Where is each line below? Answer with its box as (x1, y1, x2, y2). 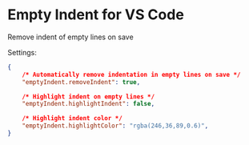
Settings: (7, 47, 37, 57)
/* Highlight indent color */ (22, 115, 123, 123)
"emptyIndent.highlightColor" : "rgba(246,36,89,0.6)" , (22, 122, 209, 130)
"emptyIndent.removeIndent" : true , (22, 78, 141, 86)
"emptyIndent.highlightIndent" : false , (22, 100, 155, 108)
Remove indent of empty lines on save (7, 32, 134, 42)
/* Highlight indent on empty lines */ (22, 92, 155, 101)
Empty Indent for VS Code (7, 6, 185, 24)
